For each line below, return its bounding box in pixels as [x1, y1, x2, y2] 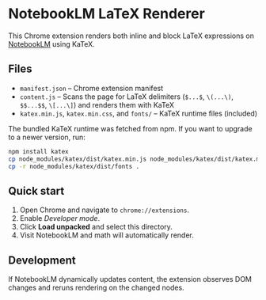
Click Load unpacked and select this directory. [19, 222, 173, 232]
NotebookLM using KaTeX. [8, 39, 95, 48]
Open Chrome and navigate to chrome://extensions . [19, 205, 190, 215]
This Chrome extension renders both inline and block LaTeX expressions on [8, 31, 255, 40]
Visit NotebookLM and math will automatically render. [19, 230, 194, 240]
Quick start [8, 184, 65, 198]
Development [8, 253, 77, 267]
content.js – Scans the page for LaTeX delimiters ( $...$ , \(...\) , [19, 92, 234, 101]
